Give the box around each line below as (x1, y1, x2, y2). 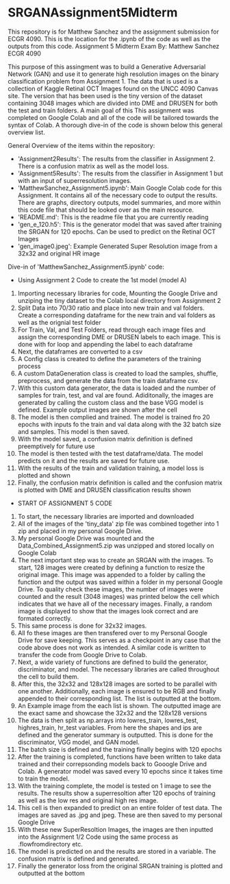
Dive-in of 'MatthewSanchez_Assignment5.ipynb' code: (8, 262, 165, 271)
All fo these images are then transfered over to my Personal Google (17, 628, 208, 637)
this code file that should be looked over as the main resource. (17, 206, 194, 214)
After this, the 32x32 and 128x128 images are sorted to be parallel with (17, 680, 218, 688)
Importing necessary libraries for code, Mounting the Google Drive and (17, 289, 218, 297)
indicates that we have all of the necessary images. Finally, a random (17, 600, 213, 608)
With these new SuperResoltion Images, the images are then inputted (17, 825, 214, 833)
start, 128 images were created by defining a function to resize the (17, 563, 205, 572)
